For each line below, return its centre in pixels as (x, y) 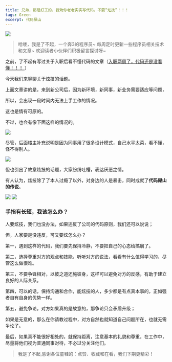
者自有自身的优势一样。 (30, 298)
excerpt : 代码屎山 (24, 19)
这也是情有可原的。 (26, 111)
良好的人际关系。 (23, 280)
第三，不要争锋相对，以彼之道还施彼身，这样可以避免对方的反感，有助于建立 (86, 274)
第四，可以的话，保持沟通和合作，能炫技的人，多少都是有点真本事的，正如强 (86, 291)
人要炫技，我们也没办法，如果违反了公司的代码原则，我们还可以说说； (79, 224)
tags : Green (18, 15)
